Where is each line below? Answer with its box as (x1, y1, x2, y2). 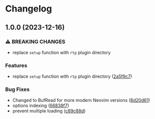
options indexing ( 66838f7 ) (12, 102, 69, 108)
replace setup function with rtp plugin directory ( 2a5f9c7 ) (12, 73, 132, 79)
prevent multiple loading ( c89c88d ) (12, 108, 86, 114)
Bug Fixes (5, 86, 30, 93)
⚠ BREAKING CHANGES (5, 38, 66, 45)
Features (5, 62, 28, 69)
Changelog (5, 3, 52, 15)
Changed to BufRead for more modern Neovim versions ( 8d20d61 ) (12, 97, 150, 103)
